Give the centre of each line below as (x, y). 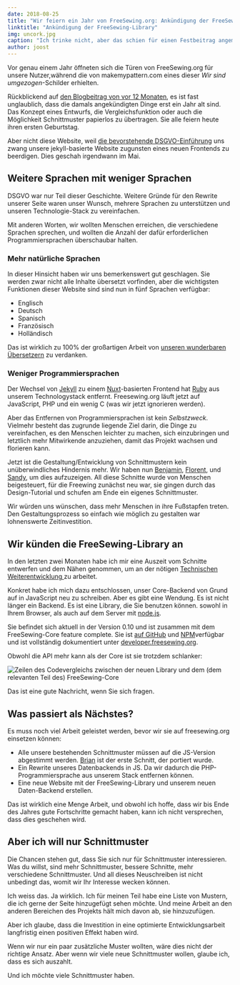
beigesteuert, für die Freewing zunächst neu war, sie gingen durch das (111, 485)
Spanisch (31, 318)
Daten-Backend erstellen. (55, 791)
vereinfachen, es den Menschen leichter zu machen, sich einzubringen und (119, 433)
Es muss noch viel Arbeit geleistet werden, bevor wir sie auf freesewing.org (119, 731)
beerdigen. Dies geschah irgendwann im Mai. (74, 156)
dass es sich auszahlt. (40, 961)
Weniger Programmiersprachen (64, 374)
